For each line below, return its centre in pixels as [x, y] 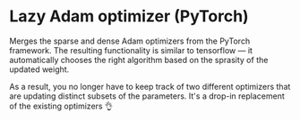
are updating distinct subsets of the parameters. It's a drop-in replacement [147, 96]
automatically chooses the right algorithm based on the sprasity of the [139, 60]
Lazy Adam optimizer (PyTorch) [129, 16]
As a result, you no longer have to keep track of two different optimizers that [150, 86]
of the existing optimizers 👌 [61, 106]
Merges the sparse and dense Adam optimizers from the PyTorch [130, 41]
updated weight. [39, 69]
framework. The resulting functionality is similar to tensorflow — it [131, 50]
